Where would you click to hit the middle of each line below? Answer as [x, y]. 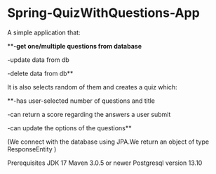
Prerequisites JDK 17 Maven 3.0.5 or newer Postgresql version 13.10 [105, 163]
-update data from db [39, 60]
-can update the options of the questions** [69, 128]
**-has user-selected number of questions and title [81, 101]
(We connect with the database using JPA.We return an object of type [108, 142]
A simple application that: [44, 32]
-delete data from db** [40, 73]
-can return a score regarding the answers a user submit [89, 114]
